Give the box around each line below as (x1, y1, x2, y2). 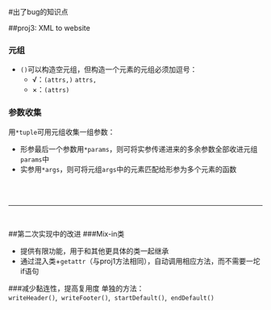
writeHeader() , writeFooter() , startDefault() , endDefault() (8, 292, 215, 302)
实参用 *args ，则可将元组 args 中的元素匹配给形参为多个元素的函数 (19, 164, 237, 174)
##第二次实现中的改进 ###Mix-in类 (8, 228, 125, 238)
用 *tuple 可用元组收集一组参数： (8, 127, 115, 136)
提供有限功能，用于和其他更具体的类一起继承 (19, 245, 169, 256)
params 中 (19, 154, 50, 164)
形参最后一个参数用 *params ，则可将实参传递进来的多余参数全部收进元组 (19, 144, 258, 153)
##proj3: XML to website (8, 23, 90, 32)
